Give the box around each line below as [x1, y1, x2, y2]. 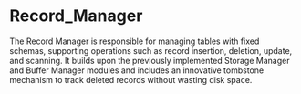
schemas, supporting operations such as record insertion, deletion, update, [9, 45, 293, 56]
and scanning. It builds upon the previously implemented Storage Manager [9, 55, 290, 66]
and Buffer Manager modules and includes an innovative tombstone [9, 65, 265, 76]
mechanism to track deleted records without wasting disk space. [9, 74, 253, 85]
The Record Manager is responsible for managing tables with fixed [9, 36, 260, 47]
